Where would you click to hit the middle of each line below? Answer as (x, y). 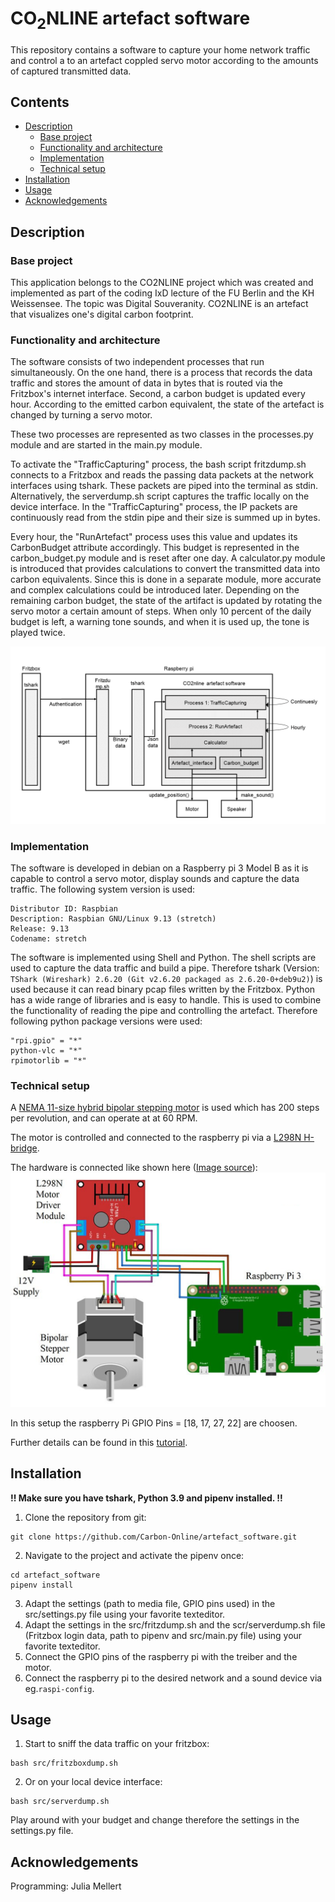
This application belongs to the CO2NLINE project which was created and (162, 283)
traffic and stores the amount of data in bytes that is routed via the (146, 383)
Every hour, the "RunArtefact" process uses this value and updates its (154, 537)
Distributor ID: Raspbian (64, 909)
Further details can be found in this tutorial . (99, 1442)
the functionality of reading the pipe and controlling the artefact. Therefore (164, 1011)
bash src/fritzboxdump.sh (64, 1763)
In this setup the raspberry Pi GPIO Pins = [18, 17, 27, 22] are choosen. (154, 1423)
